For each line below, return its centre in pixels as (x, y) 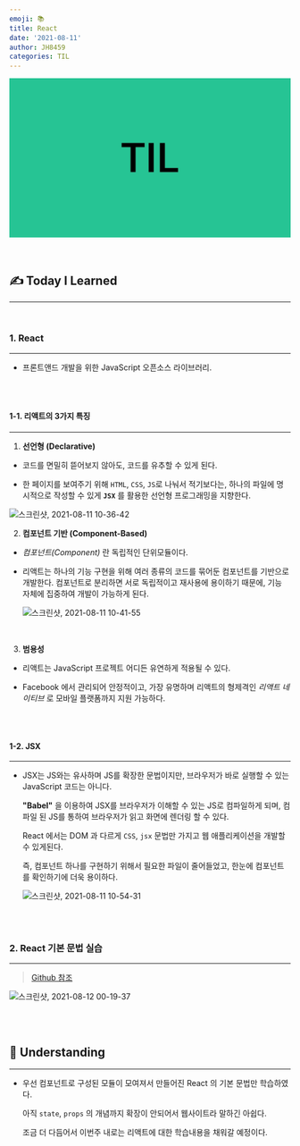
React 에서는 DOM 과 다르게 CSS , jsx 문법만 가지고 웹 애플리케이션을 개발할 (154, 836)
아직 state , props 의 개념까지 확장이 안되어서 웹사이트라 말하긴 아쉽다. (144, 1114)
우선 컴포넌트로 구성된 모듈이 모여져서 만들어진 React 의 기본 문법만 (140, 1083)
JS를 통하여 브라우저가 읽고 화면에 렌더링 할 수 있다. (139, 817)
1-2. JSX (25, 746)
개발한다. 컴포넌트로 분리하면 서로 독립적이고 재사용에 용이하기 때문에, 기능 (152, 582)
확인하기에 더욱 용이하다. (75, 877)
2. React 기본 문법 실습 (56, 948)
